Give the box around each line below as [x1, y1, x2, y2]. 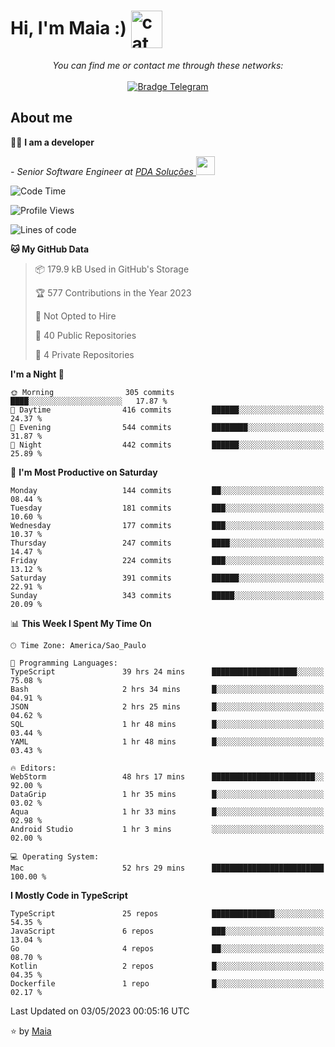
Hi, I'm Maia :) [10, 16, 127, 39]
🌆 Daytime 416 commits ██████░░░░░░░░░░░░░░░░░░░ [10, 405, 325, 415]
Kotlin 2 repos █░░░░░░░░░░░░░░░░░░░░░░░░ [10, 961, 325, 971]
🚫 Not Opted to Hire [34, 310, 117, 322]
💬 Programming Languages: [10, 658, 118, 668]
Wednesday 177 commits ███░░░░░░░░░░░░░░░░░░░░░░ [10, 520, 325, 530]
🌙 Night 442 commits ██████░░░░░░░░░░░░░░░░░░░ [10, 440, 325, 450]
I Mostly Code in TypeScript [10, 889, 128, 901]
